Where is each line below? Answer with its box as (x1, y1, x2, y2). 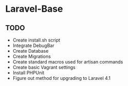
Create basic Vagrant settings (12, 64, 76, 70)
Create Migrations (12, 53, 51, 59)
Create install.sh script (12, 37, 60, 43)
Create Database (12, 48, 49, 54)
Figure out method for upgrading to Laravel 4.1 (12, 75, 111, 81)
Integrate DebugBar (12, 42, 55, 49)
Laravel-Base (5, 3, 63, 15)
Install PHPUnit (12, 70, 45, 76)
